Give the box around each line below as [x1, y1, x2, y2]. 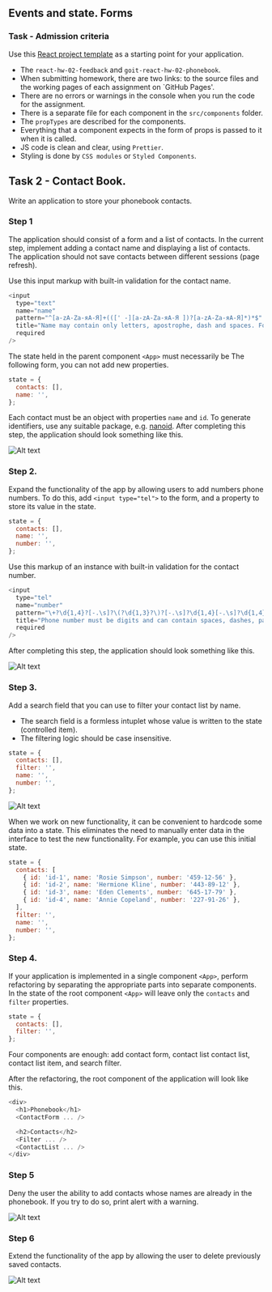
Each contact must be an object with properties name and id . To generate [8, 413, 251, 423]
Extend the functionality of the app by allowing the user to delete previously [8, 1251, 261, 1260]
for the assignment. [19, 99, 86, 108]
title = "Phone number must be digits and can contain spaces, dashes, [15, 616, 255, 624]
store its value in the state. [8, 501, 97, 511]
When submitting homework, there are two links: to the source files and [19, 73, 259, 83]
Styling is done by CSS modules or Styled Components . [19, 151, 197, 160]
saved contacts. [8, 1259, 62, 1269]
